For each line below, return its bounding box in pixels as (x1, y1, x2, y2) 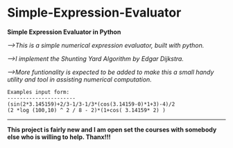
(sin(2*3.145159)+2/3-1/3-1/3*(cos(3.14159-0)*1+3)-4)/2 (7, 100, 175, 108)
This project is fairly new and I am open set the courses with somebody (7, 125, 217, 133)
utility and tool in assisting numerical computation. (7, 75, 153, 84)
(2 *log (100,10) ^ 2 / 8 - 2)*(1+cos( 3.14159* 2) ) (7, 107, 166, 113)
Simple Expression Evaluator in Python (7, 28, 121, 36)
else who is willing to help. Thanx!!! (7, 133, 111, 141)
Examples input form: (7, 89, 70, 95)
